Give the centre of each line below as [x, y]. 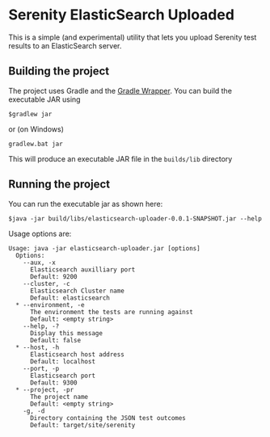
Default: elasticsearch [70, 298]
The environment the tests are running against [112, 312]
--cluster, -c [46, 284]
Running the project [59, 185]
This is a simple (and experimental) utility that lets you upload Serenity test [133, 37]
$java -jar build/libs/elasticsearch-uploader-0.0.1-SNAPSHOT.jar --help [135, 218]
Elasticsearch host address [77, 354]
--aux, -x [40, 263]
